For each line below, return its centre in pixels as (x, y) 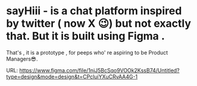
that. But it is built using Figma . (86, 36)
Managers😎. (22, 59)
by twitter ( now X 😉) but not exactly (99, 23)
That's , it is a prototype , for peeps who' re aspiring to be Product (87, 52)
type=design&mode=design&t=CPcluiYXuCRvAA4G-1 (72, 77)
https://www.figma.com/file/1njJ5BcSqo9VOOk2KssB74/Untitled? (99, 70)
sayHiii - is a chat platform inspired (94, 11)
